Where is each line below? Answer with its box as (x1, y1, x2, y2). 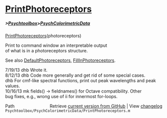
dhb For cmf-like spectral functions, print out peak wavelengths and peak (5, 78, 156, 84)
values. (5, 83, 20, 89)
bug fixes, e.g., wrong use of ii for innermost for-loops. (5, 94, 118, 100)
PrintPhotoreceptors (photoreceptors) (5, 33, 82, 39)
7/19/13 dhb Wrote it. (5, 67, 48, 73)
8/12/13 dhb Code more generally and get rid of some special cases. (5, 72, 146, 78)
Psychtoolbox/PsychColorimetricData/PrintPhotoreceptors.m (5, 109, 131, 114)
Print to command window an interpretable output (5, 42, 107, 48)
